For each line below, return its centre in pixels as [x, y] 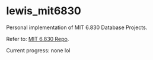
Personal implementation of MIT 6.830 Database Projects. [77, 27]
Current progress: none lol [38, 50]
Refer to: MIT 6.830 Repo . [38, 39]
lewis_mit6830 [44, 11]
